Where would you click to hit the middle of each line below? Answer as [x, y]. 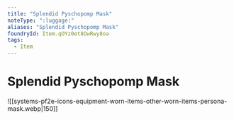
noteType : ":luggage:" [41, 20]
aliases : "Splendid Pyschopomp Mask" [63, 27]
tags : [15, 40]
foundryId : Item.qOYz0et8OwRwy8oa [58, 34]
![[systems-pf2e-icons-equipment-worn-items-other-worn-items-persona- [117, 101]
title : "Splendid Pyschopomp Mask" [60, 14]
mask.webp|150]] [33, 108]
